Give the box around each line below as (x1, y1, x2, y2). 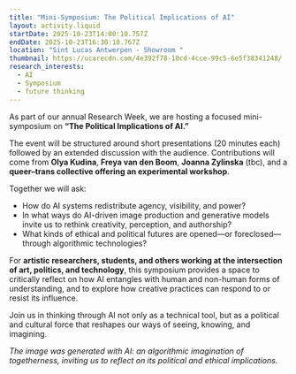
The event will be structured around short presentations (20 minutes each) (9, 138, 281, 149)
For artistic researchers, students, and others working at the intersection (9, 255, 283, 265)
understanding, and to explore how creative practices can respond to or (9, 283, 271, 294)
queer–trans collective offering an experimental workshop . (9, 165, 230, 177)
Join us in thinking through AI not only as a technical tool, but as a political (9, 309, 280, 320)
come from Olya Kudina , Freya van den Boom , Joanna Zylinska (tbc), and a (9, 156, 288, 167)
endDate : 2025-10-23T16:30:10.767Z (9, 37, 140, 47)
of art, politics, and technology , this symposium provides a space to (9, 264, 261, 275)
